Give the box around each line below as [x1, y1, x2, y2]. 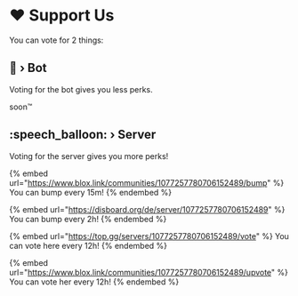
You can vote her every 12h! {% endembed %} [9, 276, 180, 287]
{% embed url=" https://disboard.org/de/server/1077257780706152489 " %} [9, 204, 286, 214]
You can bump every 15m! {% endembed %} [9, 187, 173, 197]
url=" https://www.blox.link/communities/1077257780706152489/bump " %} [9, 177, 285, 188]
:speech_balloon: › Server [9, 127, 157, 142]
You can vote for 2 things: [9, 35, 104, 45]
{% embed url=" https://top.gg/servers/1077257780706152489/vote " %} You [9, 230, 289, 241]
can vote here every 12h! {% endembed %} [9, 240, 167, 251]
